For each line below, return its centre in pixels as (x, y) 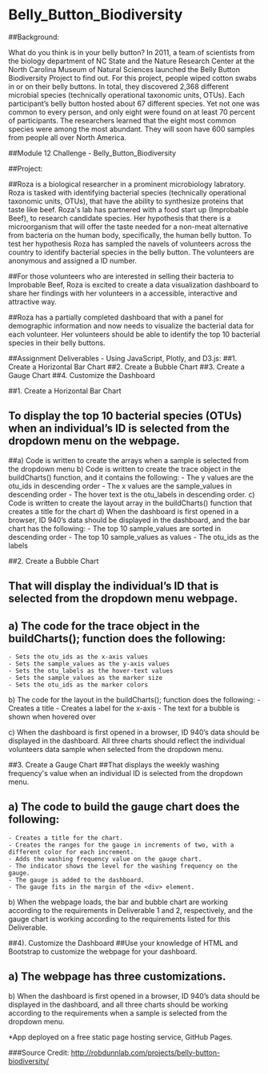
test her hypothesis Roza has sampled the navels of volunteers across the (130, 243)
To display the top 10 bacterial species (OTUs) (125, 416)
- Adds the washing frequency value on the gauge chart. (105, 859)
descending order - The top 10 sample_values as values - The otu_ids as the (134, 537)
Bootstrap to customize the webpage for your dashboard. (103, 951)
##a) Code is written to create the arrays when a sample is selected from (129, 460)
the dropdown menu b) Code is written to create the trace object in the (125, 469)
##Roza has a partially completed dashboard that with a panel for (116, 317)
